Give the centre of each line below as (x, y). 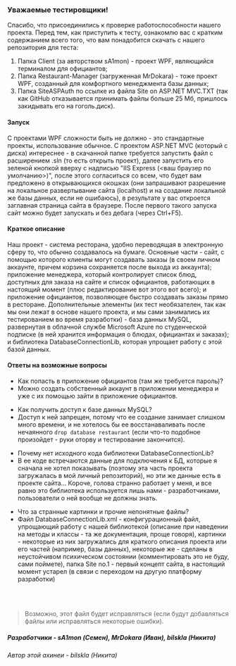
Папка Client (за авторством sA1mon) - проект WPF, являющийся (116, 61)
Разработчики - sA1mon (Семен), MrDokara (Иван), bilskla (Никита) (112, 637)
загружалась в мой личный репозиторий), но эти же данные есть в (119, 475)
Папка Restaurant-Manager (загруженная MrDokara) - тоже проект (117, 76)
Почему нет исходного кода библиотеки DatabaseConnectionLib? (116, 453)
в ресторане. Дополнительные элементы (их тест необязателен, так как (117, 304)
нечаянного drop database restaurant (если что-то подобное (109, 432)
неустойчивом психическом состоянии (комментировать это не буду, (123, 556)
